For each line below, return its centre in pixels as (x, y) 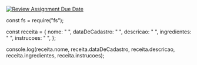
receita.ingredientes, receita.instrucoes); (55, 55)
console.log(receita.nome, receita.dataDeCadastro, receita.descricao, (91, 49)
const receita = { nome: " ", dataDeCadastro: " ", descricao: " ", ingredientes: (99, 32)
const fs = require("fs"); (35, 20)
